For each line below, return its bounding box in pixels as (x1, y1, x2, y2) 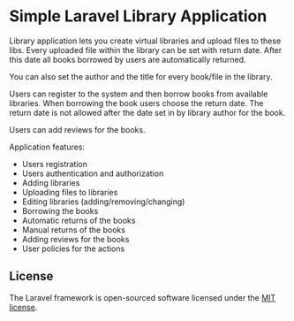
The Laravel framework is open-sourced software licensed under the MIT (9, 292, 276, 302)
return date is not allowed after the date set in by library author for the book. (9, 107, 286, 118)
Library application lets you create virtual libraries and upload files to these (9, 35, 282, 46)
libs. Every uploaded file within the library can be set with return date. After (9, 44, 283, 55)
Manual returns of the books (21, 224, 126, 235)
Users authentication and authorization (21, 168, 164, 179)
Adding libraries (21, 177, 80, 187)
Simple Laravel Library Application (9, 6, 268, 27)
